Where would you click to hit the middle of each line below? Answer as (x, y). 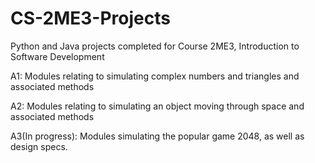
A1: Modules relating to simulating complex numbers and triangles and (155, 76)
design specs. (39, 146)
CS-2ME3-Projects (90, 18)
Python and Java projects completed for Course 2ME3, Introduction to (155, 46)
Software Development (57, 56)
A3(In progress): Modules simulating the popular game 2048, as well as (157, 136)
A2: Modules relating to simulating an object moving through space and (157, 106)
